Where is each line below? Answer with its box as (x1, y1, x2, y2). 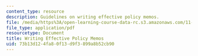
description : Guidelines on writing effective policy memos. (6, 14, 160, 20)
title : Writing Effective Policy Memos (6, 36, 104, 41)
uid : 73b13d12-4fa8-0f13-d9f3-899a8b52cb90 (6, 41, 115, 47)
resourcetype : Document (6, 30, 65, 36)
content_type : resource (6, 8, 65, 15)
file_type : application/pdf (6, 24, 75, 31)
